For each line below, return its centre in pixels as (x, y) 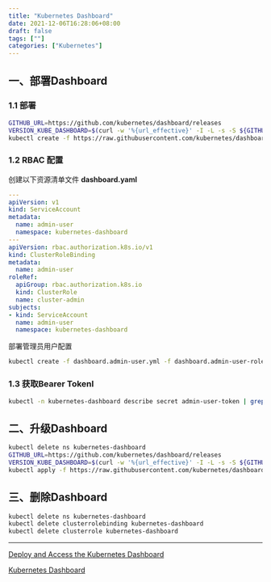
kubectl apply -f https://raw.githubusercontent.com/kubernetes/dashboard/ (138, 470)
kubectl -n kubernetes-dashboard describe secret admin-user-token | (128, 401)
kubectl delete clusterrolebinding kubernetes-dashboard (106, 524)
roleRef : (23, 277)
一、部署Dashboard (58, 80)
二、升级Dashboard (58, 428)
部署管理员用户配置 (40, 346)
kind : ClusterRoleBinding (52, 255)
